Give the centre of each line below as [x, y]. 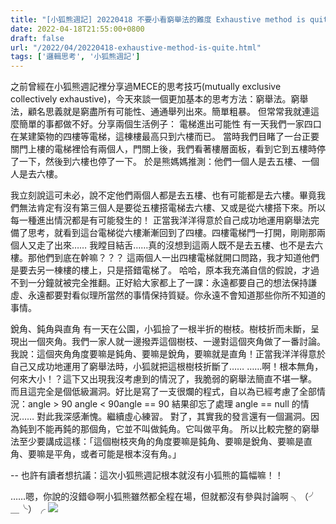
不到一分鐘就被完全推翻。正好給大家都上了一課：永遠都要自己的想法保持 [159, 283]
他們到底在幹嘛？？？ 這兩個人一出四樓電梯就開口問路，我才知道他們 [178, 258]
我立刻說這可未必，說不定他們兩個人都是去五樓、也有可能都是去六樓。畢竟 [163, 195]
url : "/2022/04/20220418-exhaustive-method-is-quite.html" [136, 47]
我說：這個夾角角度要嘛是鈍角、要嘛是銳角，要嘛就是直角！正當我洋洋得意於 [168, 354]
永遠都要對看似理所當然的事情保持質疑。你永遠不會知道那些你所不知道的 [176, 295]
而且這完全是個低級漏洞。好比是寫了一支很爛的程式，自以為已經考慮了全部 [163, 392]
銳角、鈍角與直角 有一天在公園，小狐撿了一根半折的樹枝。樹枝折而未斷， [160, 329]
